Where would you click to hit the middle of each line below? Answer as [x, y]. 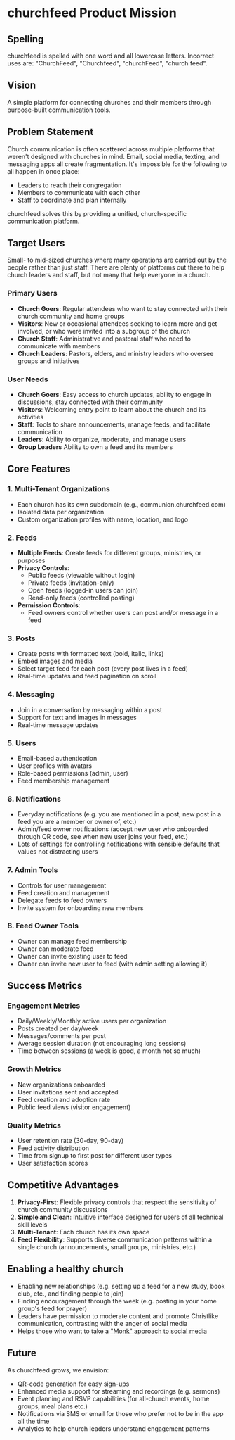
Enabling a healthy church [66, 1269]
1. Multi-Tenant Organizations [59, 489]
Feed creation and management [63, 892]
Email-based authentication [57, 758]
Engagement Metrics [44, 1006]
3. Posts [21, 638]
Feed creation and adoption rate [64, 1099]
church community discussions [62, 1209]
